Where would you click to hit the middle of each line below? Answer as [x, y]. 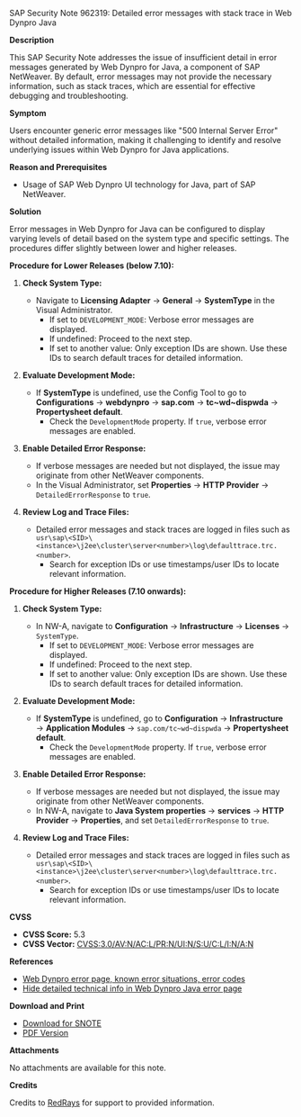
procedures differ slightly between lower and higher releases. [123, 248]
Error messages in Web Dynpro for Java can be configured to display [137, 229]
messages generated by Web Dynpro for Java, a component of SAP [135, 67]
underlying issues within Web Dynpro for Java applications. [119, 149]
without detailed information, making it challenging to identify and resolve [145, 140]
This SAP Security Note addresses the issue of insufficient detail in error [143, 57]
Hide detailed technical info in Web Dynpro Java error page [132, 988]
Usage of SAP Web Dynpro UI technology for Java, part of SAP [139, 185]
